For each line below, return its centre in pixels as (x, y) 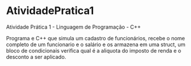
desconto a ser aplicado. (36, 57)
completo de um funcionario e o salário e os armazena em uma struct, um (96, 44)
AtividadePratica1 (50, 11)
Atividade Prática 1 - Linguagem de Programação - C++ (74, 27)
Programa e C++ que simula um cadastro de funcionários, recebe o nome (95, 38)
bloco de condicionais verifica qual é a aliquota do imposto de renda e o (94, 50)
